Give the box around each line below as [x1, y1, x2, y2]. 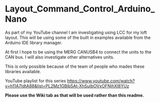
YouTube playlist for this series [5, 78, 66, 84]
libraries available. [5, 68, 41, 74]
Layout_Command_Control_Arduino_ [5, 3, 155, 14]
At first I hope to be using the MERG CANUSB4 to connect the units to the [5, 49, 151, 55]
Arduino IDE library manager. [5, 39, 62, 45]
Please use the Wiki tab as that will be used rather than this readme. [5, 92, 144, 98]
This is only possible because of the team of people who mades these [5, 64, 145, 69]
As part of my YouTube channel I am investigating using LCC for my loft [5, 29, 147, 35]
